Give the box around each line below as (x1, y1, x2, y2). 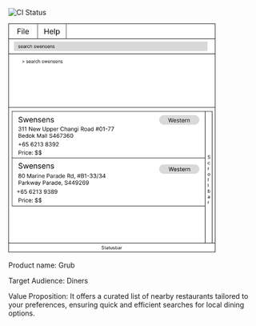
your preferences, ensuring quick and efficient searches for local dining (8, 300, 245, 309)
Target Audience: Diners (8, 276, 89, 285)
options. (8, 308, 36, 318)
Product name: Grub (8, 260, 75, 270)
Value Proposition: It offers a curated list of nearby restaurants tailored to (8, 292, 249, 300)
